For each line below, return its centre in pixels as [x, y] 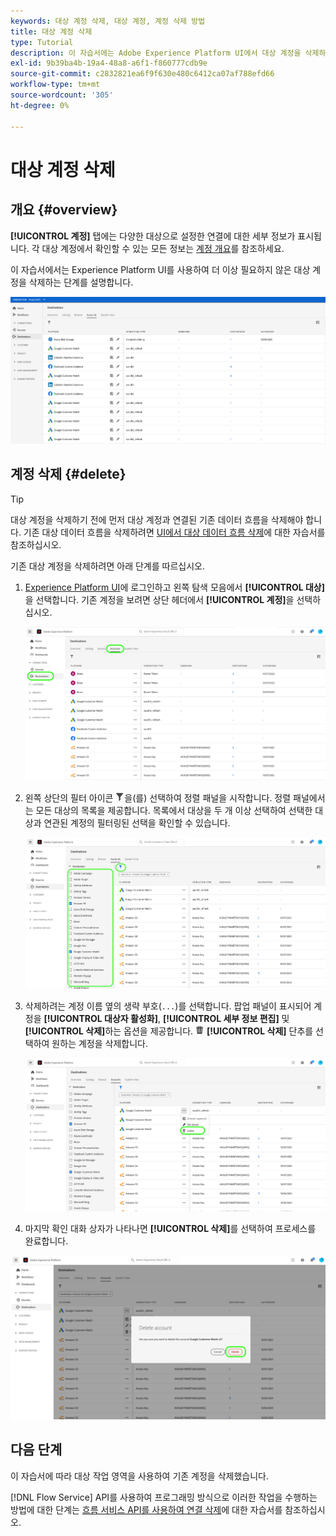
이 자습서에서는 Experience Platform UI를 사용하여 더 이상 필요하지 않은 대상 [160, 269]
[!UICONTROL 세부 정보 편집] [221, 1018]
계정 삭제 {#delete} [68, 474]
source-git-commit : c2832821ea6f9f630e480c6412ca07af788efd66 [142, 74]
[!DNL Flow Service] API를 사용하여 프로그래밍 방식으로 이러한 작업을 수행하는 [164, 1497]
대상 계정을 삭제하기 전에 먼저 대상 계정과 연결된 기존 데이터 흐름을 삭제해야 [157, 519]
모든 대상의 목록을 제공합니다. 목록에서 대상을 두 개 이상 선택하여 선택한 [174, 810]
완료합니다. [46, 1241]
